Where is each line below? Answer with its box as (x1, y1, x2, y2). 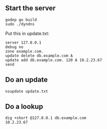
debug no (5, 44, 24, 49)
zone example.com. (5, 48, 44, 54)
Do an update (5, 75, 48, 84)
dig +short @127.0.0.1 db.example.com (5, 115, 86, 120)
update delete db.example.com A (5, 53, 73, 58)
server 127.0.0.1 (5, 40, 42, 45)
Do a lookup (5, 102, 44, 111)
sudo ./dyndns (5, 21, 35, 26)
